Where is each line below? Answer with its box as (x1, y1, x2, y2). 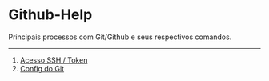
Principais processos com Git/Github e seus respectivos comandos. (8, 32, 232, 42)
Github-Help (8, 6, 93, 24)
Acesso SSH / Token (19, 55, 88, 65)
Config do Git (19, 63, 65, 73)
